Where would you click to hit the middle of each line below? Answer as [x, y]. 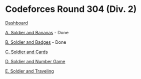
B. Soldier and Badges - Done [36, 42]
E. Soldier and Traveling [29, 71]
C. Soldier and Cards [27, 52]
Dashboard [17, 23]
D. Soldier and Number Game [35, 61]
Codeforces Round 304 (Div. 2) [71, 9]
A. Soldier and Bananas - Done [37, 32]
